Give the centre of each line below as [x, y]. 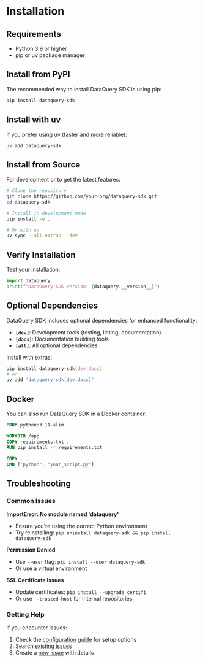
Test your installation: [33, 270]
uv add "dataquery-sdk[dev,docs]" [50, 380]
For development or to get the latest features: [63, 180]
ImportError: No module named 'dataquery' [63, 514]
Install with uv [34, 120]
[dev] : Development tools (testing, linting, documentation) [88, 332]
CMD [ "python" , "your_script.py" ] [50, 464]
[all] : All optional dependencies [56, 345]
